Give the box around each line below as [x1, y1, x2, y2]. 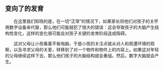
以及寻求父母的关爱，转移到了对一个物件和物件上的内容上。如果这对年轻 [13, 46, 159, 52]
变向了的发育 [5, 4, 44, 13]
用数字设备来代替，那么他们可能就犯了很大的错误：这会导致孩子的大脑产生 [5, 24, 155, 30]
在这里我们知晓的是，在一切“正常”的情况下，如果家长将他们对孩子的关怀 [14, 18, 159, 24]
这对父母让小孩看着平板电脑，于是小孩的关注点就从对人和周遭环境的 [14, 41, 150, 46]
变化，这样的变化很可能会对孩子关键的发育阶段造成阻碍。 [13, 30, 129, 36]
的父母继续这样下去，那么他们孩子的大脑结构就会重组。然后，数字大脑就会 [5, 53, 155, 58]
